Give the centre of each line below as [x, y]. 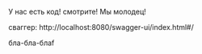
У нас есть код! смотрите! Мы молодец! [78, 12]
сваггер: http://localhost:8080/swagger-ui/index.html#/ [101, 27]
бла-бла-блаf [32, 43]
